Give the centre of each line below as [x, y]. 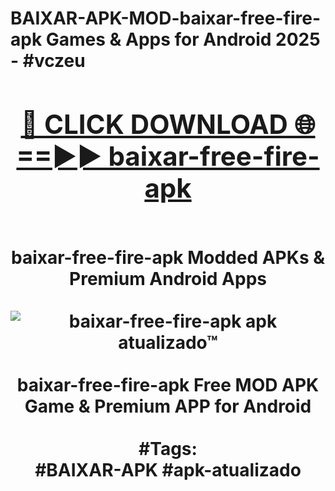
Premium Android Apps [168, 278]
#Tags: [168, 448]
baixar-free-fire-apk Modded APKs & [168, 257]
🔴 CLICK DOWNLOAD [154, 124]
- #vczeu [48, 61]
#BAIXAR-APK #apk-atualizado [168, 469]
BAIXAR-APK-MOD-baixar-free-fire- [165, 18]
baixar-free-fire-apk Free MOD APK [168, 384]
